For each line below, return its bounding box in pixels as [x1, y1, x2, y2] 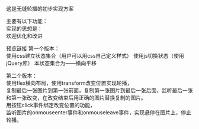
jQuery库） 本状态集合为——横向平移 [6, 59, 97, 67]
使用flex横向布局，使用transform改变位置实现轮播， [6, 80, 133, 87]
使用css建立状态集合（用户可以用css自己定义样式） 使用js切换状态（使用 [6, 52, 185, 59]
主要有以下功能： [6, 18, 48, 25]
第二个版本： [6, 72, 37, 79]
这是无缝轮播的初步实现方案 [6, 5, 74, 12]
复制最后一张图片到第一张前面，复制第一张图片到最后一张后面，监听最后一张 [6, 87, 193, 94]
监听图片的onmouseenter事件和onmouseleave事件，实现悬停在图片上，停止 [6, 109, 191, 116]
